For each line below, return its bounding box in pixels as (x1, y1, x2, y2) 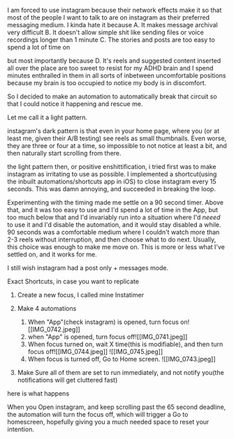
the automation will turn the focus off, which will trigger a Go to (7, 410, 189, 418)
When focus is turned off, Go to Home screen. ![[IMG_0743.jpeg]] (27, 355, 216, 363)
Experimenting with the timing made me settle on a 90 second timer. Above (7, 198, 224, 207)
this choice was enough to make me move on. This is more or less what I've (7, 243, 225, 251)
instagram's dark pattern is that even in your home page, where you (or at (7, 127, 220, 135)
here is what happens (7, 389, 70, 397)
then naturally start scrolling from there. (7, 149, 122, 157)
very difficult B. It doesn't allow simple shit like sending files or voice (7, 28, 205, 36)
